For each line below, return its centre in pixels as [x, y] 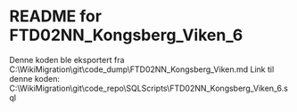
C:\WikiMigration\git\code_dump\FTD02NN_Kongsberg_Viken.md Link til [142, 69]
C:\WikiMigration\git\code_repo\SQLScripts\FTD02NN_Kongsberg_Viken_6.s [148, 88]
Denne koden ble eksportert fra [67, 60]
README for [56, 16]
